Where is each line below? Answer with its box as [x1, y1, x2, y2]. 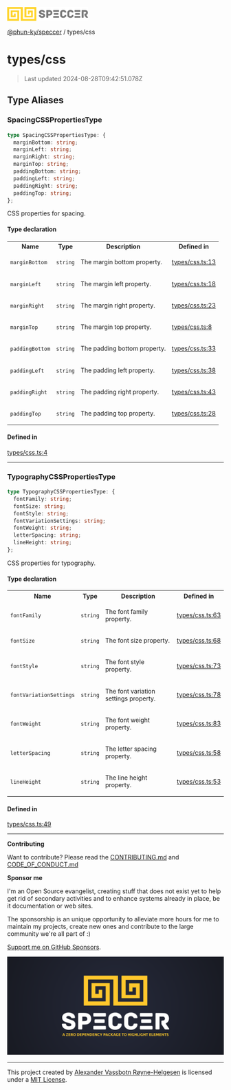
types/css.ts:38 [171, 366, 217, 374]
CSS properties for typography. [7, 559, 96, 567]
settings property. [105, 694, 156, 703]
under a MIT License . [7, 1076, 67, 1084]
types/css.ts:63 [176, 611, 221, 619]
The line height [105, 773, 148, 782]
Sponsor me [7, 874, 43, 882]
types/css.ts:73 [176, 661, 221, 670]
